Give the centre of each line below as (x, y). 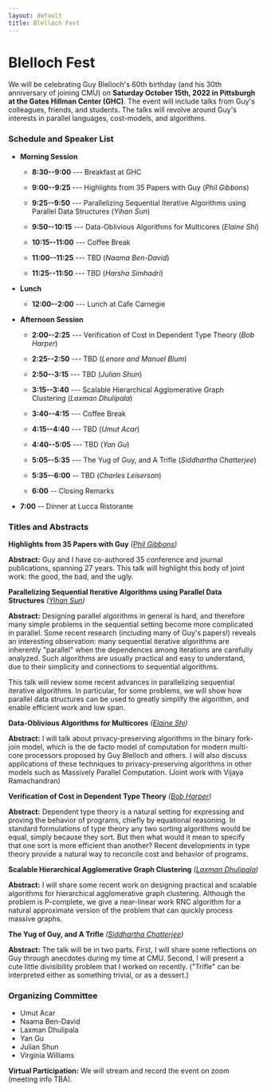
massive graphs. (35, 919)
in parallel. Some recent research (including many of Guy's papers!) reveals (132, 633)
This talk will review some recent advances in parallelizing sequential (122, 682)
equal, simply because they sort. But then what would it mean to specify (127, 837)
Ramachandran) (35, 781)
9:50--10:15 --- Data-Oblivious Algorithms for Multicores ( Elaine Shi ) (145, 226)
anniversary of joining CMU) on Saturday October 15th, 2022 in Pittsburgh (132, 93)
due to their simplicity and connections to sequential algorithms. (114, 667)
